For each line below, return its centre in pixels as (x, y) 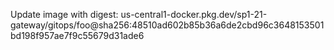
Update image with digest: (64, 14)
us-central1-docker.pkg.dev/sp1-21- (194, 14)
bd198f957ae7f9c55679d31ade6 (77, 35)
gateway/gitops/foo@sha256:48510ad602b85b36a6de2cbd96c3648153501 (167, 25)
